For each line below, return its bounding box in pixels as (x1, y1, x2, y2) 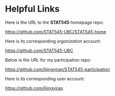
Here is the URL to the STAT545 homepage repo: (5, 19, 104, 25)
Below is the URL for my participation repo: (5, 57, 92, 63)
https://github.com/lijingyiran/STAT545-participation (5, 66, 111, 72)
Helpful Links (5, 3, 60, 15)
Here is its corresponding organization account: (5, 38, 101, 44)
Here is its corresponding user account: (5, 76, 85, 81)
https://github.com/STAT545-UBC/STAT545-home (5, 29, 106, 34)
